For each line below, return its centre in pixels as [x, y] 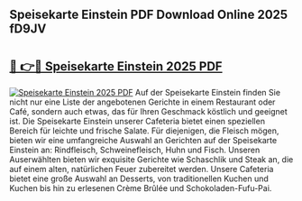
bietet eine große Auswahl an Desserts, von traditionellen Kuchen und [139, 178]
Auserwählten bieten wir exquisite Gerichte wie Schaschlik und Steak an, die [151, 160]
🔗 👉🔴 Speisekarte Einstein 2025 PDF [116, 66]
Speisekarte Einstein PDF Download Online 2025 [149, 15]
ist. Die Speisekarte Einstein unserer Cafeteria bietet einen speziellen [137, 121]
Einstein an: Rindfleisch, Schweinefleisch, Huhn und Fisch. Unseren [135, 150]
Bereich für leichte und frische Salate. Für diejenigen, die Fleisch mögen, [144, 131]
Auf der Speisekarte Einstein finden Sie [208, 92]
